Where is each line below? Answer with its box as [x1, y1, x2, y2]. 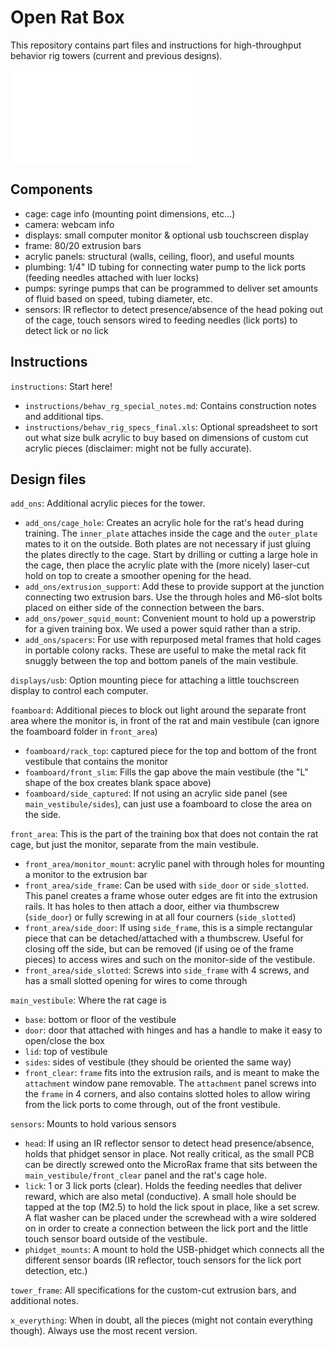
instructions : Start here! [10, 380, 113, 392]
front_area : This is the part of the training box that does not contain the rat [10, 828, 319, 840]
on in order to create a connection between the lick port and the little [24, 1222, 309, 1235]
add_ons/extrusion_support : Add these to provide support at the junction [24, 581, 325, 593]
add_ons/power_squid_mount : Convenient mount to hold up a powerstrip [24, 612, 317, 625]
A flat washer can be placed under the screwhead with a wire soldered [24, 1212, 317, 1224]
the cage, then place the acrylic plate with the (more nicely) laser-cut [24, 559, 310, 571]
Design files [10, 471, 87, 488]
